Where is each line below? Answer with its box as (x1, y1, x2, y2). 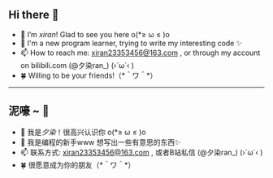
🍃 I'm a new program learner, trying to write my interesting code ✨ (19, 38, 242, 48)
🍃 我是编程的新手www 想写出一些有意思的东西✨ (19, 137, 181, 146)
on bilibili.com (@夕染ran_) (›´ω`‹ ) (19, 60, 135, 70)
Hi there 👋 (8, 8, 59, 22)
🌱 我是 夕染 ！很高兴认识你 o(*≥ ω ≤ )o (19, 127, 146, 137)
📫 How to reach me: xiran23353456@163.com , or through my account (19, 48, 261, 57)
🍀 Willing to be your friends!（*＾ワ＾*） (19, 70, 158, 80)
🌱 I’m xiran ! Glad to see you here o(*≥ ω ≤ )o (19, 29, 171, 39)
